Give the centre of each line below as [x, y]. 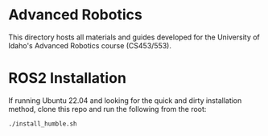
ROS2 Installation [68, 78]
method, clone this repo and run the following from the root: [107, 109]
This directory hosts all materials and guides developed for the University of [134, 37]
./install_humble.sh [43, 124]
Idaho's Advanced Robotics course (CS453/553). [90, 45]
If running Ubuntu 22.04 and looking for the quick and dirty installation [125, 100]
